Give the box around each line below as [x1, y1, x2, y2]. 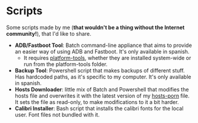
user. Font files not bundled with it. [14, 111, 100, 118]
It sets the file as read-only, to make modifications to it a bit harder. [14, 98, 180, 105]
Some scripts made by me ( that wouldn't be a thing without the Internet [6, 24, 185, 31]
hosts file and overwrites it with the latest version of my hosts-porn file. [14, 92, 190, 99]
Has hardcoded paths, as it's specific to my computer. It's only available [14, 73, 191, 80]
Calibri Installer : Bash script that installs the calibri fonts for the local [14, 105, 184, 112]
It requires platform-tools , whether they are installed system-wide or [23, 54, 191, 61]
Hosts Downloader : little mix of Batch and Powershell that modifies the [14, 86, 189, 93]
